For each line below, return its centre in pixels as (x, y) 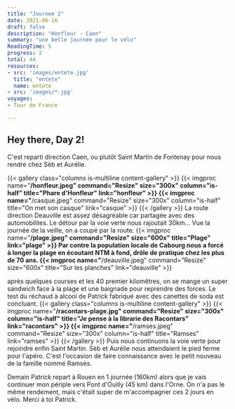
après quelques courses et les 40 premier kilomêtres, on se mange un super (117, 281)
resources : (23, 66)
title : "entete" (37, 79)
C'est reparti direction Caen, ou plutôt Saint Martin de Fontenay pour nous (114, 157)
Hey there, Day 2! (46, 140)
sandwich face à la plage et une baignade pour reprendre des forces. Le (112, 288)
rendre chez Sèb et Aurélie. (47, 164)
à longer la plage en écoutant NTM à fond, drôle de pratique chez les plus (116, 252)
